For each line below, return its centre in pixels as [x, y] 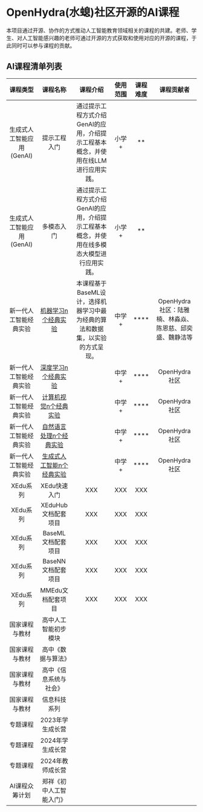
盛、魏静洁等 [175, 337]
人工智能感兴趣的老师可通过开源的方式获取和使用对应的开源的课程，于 [109, 38]
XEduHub [54, 505]
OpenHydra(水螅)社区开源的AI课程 [93, 12]
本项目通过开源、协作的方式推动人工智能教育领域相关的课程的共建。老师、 [99, 30]
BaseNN [54, 561]
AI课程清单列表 [34, 66]
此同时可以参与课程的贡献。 [41, 45]
